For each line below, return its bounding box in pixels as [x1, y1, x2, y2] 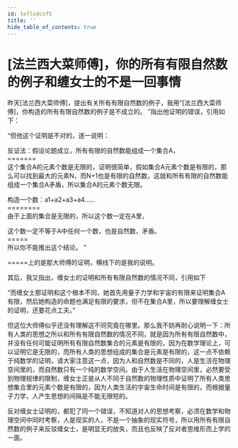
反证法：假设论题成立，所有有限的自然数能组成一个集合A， [7, 147, 179, 155]
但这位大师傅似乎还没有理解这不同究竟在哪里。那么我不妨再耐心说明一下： [7, 321, 225, 330]
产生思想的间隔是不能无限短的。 [38, 392, 132, 401]
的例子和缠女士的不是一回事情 [7, 74, 182, 90]
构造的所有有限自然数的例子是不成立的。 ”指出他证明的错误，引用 [28, 108, 220, 116]
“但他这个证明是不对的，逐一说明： [7, 132, 110, 140]
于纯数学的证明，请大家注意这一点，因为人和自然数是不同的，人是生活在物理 [7, 357, 231, 365]
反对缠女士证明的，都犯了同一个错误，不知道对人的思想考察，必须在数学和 [7, 407, 225, 415]
